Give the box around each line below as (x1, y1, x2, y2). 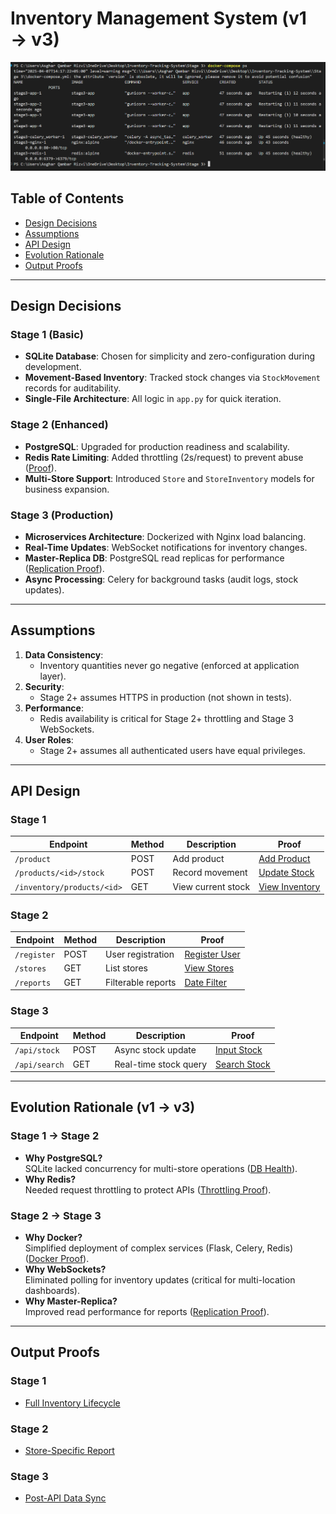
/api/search (14, 1060, 65, 1070)
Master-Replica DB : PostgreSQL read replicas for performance (24, 552, 285, 564)
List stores (105, 962, 148, 974)
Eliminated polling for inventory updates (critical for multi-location (24, 1274, 296, 1286)
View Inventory (258, 880, 321, 892)
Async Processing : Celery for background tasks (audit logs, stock (24, 573, 299, 585)
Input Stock (215, 1044, 263, 1056)
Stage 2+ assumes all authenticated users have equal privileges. (39, 744, 306, 756)
